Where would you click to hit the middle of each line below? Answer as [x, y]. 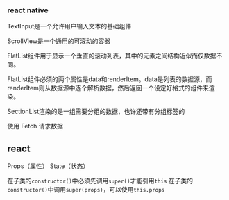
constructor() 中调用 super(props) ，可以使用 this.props [86, 190]
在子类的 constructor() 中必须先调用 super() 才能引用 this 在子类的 [100, 181]
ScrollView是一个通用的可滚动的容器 [59, 41]
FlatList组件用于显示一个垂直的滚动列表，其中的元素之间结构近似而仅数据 [112, 56]
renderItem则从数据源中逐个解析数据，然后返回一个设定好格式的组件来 [108, 88]
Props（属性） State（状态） [48, 166]
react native [28, 10]
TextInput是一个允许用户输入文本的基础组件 [69, 26]
